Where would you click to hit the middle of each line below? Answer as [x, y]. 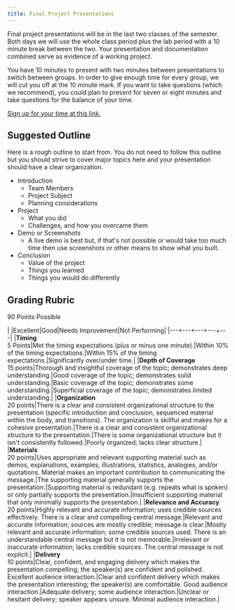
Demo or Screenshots [49, 233]
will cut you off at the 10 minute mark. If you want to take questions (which [115, 84]
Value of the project [56, 263]
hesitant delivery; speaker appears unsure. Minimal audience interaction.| [113, 599]
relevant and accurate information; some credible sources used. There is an [117, 532]
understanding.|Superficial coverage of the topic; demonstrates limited [110, 390]
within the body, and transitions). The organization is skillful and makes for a [117, 420]
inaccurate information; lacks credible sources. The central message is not [115, 547]
